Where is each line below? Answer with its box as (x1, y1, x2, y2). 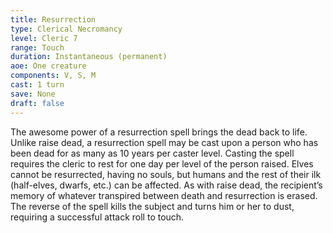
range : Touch (10, 42, 65, 53)
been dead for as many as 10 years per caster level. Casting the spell (10, 147, 295, 159)
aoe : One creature (10, 61, 87, 71)
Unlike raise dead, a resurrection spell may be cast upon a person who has (10, 136, 319, 148)
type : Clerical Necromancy (10, 24, 123, 34)
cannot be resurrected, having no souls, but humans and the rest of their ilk (10, 168, 322, 180)
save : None (10, 89, 56, 99)
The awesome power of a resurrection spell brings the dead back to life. (10, 126, 308, 138)
